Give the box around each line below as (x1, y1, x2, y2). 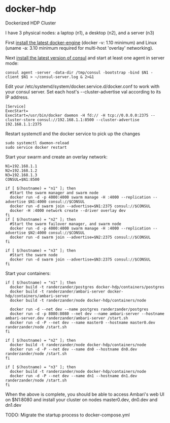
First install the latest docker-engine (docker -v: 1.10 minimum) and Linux (5, 39, 157, 46)
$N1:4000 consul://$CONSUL (27, 199, 85, 204)
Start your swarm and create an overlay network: (5, 153, 108, 160)
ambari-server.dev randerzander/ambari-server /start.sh (5, 315, 128, 320)
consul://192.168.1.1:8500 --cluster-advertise (37, 117, 140, 122)
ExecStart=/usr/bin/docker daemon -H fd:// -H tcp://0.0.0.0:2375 (5, 113, 149, 118)
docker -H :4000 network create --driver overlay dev (10, 208, 126, 213)
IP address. (5, 94, 29, 100)
